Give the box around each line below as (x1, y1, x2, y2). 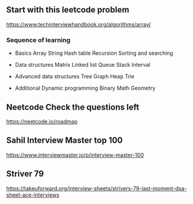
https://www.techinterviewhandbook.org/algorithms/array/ (6, 20, 152, 28)
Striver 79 (6, 168, 44, 179)
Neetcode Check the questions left (6, 102, 139, 112)
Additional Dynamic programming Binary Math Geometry (14, 84, 156, 92)
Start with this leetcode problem (6, 5, 129, 15)
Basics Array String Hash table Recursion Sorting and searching (14, 49, 173, 57)
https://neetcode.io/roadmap (6, 117, 78, 125)
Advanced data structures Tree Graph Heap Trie (14, 73, 135, 80)
